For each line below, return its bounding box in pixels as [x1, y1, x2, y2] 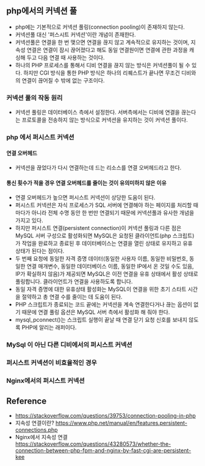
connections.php [15, 426, 58, 434]
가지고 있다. [15, 216, 44, 224]
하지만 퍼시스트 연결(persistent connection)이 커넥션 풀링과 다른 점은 [15, 224, 182, 232]
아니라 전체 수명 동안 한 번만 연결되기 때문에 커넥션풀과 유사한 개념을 [31, 209, 195, 216]
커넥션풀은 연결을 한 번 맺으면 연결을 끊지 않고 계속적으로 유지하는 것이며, [15, 39, 190, 46]
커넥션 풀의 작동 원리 [6, 94, 63, 102]
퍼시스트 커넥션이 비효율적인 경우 [6, 358, 98, 367]
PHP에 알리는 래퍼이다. [21, 324, 77, 331]
